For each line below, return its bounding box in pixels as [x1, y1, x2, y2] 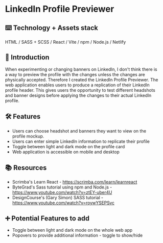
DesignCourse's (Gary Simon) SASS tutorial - [12, 195, 104, 201]
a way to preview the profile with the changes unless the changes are [5, 71, 145, 77]
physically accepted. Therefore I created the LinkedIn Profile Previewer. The [5, 77, 158, 82]
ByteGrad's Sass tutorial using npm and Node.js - [12, 184, 112, 190]
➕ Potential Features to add [5, 214, 90, 222]
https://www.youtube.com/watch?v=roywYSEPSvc [12, 200, 115, 206]
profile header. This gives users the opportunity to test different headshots [5, 87, 156, 93]
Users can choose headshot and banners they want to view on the [12, 128, 146, 134]
